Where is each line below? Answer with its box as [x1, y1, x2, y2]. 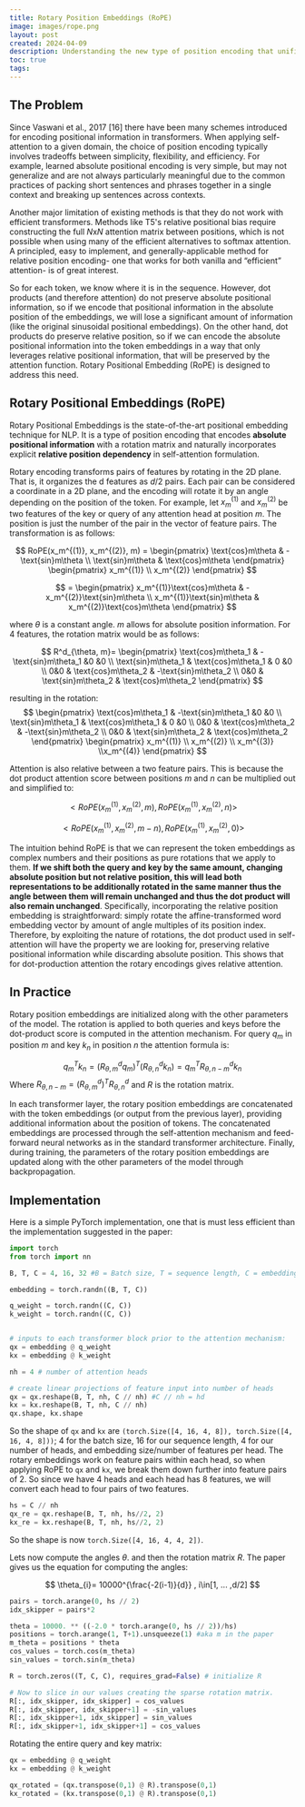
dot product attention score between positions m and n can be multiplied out [9, 773, 296, 784]
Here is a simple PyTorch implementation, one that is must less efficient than [9, 1216, 295, 1227]
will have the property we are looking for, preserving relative [44, 939, 270, 950]
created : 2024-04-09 [9, 38, 88, 48]
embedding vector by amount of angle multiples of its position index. [9, 919, 267, 931]
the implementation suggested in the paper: [9, 1226, 173, 1237]
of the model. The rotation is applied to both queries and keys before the [9, 1018, 281, 1029]
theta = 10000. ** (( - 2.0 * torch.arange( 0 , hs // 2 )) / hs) [9, 1622, 238, 1631]
